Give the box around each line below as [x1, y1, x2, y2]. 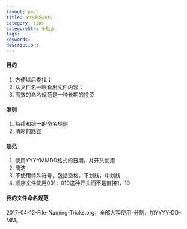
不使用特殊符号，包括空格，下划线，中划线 [14, 172, 121, 179]
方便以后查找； [14, 76, 52, 83]
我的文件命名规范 [6, 194, 49, 201]
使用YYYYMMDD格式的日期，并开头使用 [14, 157, 115, 164]
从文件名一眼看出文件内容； [14, 83, 84, 91]
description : [6, 43, 39, 49]
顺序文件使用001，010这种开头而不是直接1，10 [14, 179, 130, 186]
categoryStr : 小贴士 [6, 25, 55, 32]
